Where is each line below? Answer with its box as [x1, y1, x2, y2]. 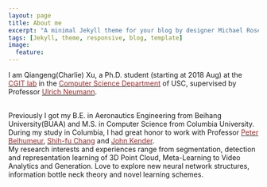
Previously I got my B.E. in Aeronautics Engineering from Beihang [8, 111, 222, 120]
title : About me [8, 19, 62, 27]
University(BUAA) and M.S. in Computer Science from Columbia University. [8, 120, 255, 128]
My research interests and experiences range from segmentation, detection [8, 144, 256, 154]
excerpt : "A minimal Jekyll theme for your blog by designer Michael [8, 26, 244, 34]
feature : [15, 48, 44, 56]
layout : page [8, 11, 52, 20]
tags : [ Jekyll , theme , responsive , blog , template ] [8, 33, 183, 42]
